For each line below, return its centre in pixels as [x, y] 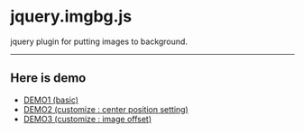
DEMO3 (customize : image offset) [88, 119]
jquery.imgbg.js [71, 17]
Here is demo [48, 78]
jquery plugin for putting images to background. [99, 41]
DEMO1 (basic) [51, 100]
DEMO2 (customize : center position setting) [106, 109]
